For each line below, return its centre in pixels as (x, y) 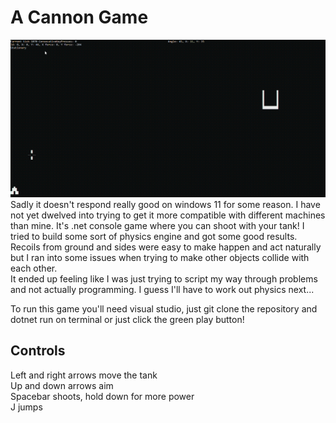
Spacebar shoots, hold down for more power (102, 396)
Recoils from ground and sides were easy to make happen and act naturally (166, 247)
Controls (38, 351)
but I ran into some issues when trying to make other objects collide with (160, 257)
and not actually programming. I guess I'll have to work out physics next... (162, 289)
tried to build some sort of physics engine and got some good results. (154, 236)
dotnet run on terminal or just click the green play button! (127, 319)
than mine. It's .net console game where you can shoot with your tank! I (157, 225)
